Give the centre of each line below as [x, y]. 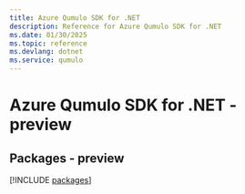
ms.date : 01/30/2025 [49, 35]
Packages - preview [67, 158]
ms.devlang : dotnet [46, 52]
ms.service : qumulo [46, 60]
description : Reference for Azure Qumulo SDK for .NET [116, 26]
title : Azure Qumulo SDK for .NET [75, 18]
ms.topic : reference [49, 43]
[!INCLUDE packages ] [51, 180]
